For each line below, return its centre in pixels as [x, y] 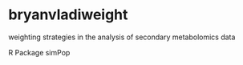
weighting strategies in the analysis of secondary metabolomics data [122, 37]
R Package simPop [39, 52]
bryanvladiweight [68, 15]
